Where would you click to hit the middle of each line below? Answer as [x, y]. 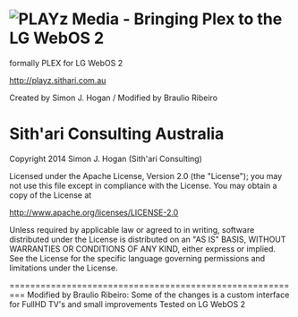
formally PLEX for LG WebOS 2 [66, 63]
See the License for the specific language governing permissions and [137, 258]
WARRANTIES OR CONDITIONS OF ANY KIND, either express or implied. [142, 248]
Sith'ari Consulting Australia [117, 134]
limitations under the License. [64, 268]
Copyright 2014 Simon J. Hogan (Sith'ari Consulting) [106, 158]
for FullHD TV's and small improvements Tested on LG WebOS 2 [128, 304]
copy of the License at [51, 195]
